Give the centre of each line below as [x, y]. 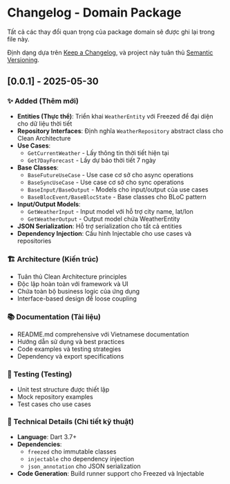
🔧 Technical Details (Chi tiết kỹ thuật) [71, 422]
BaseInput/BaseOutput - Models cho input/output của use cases [118, 189]
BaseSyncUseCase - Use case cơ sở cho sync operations [106, 182]
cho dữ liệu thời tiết [45, 123]
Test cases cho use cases [54, 404]
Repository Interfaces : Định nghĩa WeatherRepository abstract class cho [120, 131]
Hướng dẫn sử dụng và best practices [71, 342]
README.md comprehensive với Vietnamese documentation [103, 334]
